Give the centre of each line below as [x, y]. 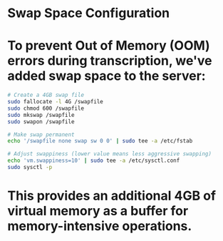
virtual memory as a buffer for [98, 211]
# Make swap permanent [41, 134]
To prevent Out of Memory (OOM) [109, 46]
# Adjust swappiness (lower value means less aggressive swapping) [110, 154]
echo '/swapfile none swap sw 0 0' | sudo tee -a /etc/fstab [100, 141]
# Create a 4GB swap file [46, 95]
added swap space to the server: [107, 76]
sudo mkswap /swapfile [41, 115]
